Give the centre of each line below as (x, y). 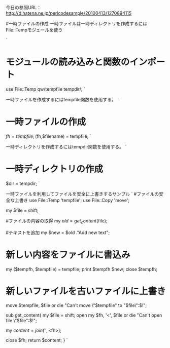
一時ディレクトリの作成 (55, 169)
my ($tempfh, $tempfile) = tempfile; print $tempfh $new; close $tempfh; (82, 269)
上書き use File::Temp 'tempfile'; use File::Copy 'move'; (72, 200)
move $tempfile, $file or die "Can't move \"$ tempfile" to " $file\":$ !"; (76, 305)
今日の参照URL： (24, 7)
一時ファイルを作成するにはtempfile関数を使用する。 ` (62, 99)
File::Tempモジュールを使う (34, 30)
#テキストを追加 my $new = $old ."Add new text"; (58, 233)
